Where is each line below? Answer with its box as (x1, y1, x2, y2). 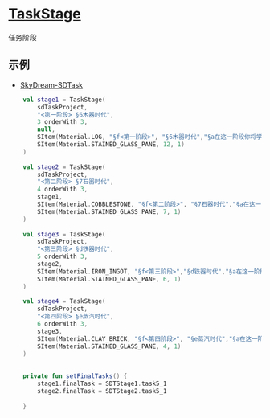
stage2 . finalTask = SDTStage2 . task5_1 (37, 387, 167, 395)
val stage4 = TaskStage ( (22, 297, 106, 305)
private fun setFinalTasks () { (22, 372, 128, 380)
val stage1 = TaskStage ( (22, 96, 106, 104)
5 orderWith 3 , (37, 252, 88, 261)
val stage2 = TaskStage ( (22, 162, 106, 171)
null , (37, 125, 56, 133)
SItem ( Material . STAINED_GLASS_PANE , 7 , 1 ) (37, 207, 182, 215)
